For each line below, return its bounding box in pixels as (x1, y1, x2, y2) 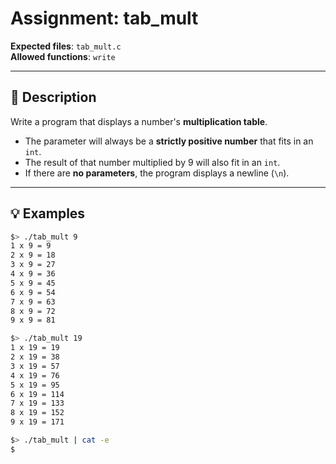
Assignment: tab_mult (10, 7, 199, 30)
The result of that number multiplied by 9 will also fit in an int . (24, 156, 281, 168)
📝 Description (10, 89, 97, 106)
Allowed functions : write (10, 50, 116, 62)
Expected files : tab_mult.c (10, 40, 122, 52)
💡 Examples (10, 205, 86, 222)
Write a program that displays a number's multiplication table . (10, 115, 268, 127)
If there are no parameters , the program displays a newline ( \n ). (24, 167, 290, 179)
